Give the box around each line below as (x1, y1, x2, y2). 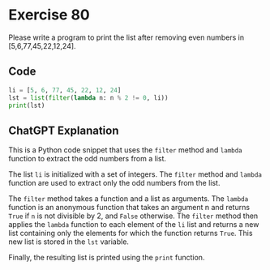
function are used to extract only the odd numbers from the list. (8, 178, 221, 188)
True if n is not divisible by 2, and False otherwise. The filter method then (8, 211, 259, 221)
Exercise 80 (8, 6, 91, 24)
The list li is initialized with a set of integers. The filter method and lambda (8, 169, 262, 179)
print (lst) (8, 101, 45, 109)
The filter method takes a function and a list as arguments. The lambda (8, 194, 249, 204)
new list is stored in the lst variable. (8, 237, 130, 246)
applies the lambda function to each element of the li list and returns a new (8, 220, 259, 229)
